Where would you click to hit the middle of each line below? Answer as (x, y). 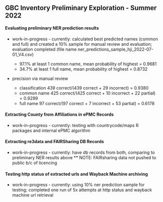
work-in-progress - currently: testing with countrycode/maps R (75, 125)
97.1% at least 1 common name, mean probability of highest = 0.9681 (88, 64)
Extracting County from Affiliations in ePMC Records (59, 114)
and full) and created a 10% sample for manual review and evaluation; (82, 44)
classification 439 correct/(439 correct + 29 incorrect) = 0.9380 (84, 88)
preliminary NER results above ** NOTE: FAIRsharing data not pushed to (84, 157)
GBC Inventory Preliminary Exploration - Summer (81, 8)
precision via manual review (40, 78)
